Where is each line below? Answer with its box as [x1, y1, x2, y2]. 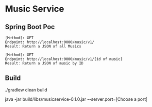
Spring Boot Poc [5, 23, 55, 31]
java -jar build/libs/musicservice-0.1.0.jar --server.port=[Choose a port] [5, 96, 148, 102]
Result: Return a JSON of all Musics [5, 44, 82, 49]
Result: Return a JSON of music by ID [5, 61, 84, 66]
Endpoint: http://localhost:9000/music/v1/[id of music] [5, 57, 123, 61]
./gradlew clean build [5, 87, 48, 92]
